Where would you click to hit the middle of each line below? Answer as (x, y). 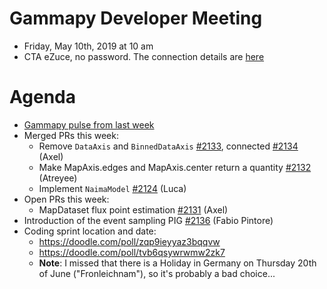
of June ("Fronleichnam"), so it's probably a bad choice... (157, 273)
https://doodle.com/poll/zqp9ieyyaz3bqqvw (129, 241)
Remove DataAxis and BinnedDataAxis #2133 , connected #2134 (168, 146)
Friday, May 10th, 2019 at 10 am (88, 46)
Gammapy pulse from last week (89, 124)
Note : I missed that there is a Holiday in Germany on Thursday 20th (177, 263)
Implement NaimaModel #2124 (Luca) (112, 188)
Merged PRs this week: (71, 135)
